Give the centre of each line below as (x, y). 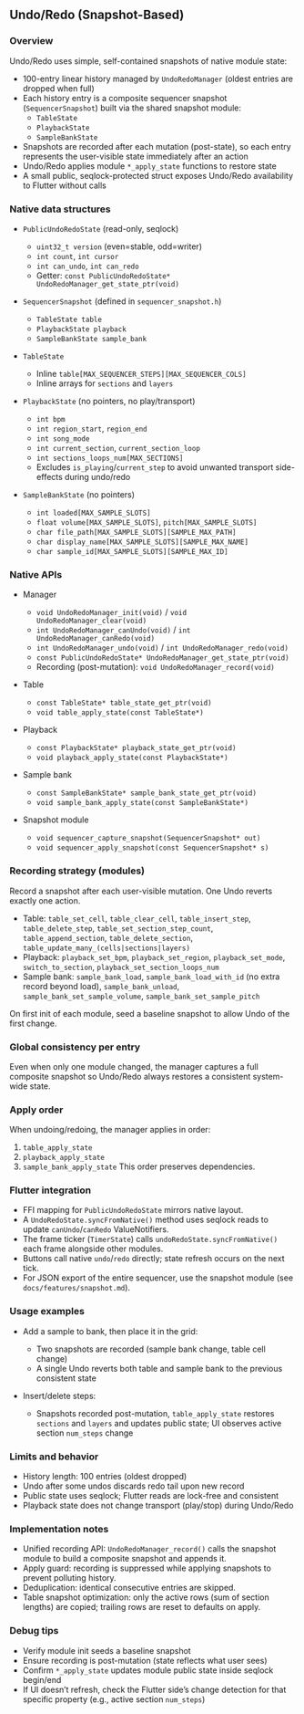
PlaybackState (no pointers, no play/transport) (109, 401)
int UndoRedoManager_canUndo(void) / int (113, 630)
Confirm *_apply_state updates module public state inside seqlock (148, 1670)
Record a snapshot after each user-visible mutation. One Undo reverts (141, 891)
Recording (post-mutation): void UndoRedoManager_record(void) (155, 667)
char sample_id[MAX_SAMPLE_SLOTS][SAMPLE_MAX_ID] (132, 551)
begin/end (42, 1679)
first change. (33, 1023)
